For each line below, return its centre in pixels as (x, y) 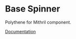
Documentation (20, 31)
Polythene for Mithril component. (38, 22)
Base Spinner (33, 9)
